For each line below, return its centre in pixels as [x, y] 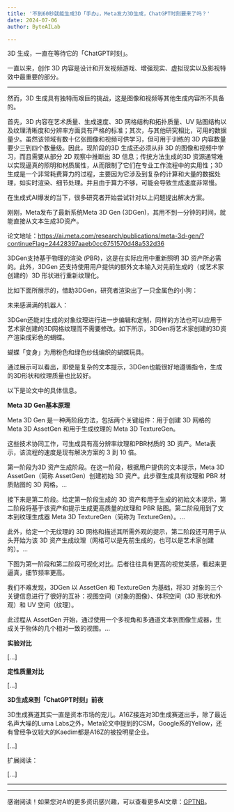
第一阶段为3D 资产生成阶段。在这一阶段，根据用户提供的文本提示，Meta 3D [116, 467]
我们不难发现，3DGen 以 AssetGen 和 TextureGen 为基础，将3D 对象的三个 [115, 588]
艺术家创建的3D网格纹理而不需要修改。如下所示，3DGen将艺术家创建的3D [114, 329]
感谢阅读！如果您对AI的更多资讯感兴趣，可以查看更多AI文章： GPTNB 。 [109, 802]
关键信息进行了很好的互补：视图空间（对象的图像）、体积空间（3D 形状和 [111, 596]
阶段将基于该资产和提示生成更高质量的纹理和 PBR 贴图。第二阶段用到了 [115, 508]
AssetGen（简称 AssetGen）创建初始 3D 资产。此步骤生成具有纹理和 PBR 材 [117, 476]
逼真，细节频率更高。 [38, 573]
